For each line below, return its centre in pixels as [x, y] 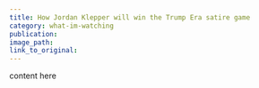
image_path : [31, 42]
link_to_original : [43, 51]
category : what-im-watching [62, 26]
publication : [34, 34]
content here [33, 76]
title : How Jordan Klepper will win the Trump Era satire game [130, 17]
